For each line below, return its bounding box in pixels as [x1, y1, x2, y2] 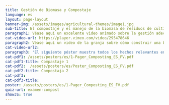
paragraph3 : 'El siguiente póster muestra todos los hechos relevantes [5, 49, 158, 55]
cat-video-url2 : [5, 45, 39, 50]
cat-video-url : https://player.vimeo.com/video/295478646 [5, 36, 129, 41]
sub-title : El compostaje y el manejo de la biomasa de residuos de [5, 26, 152, 31]
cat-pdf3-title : [5, 78, 39, 83]
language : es [5, 12, 33, 17]
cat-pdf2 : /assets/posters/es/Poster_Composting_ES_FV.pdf [5, 64, 134, 69]
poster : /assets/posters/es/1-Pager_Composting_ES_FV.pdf [5, 82, 129, 87]
